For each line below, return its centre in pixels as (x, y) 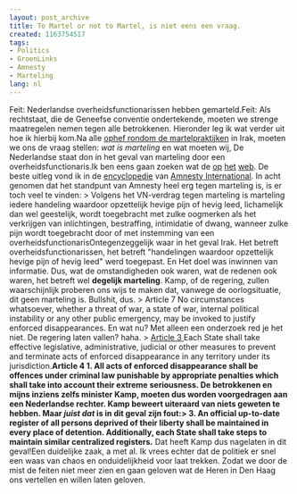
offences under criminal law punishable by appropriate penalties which (144, 375)
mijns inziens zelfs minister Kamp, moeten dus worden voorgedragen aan (148, 394)
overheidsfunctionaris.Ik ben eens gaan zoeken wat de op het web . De (139, 166)
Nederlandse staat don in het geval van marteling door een (117, 156)
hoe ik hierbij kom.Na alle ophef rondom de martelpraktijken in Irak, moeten (148, 138)
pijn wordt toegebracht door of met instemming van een (112, 232)
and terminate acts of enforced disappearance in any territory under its (140, 356)
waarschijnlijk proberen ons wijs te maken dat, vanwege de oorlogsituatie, (145, 289)
